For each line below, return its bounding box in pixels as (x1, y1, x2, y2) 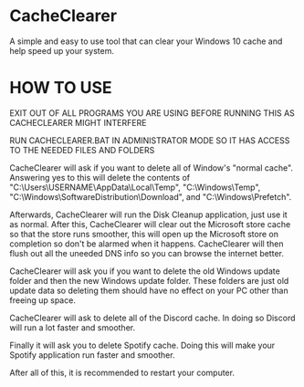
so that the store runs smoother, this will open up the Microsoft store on (9, 228, 278, 239)
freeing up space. (9, 294, 76, 306)
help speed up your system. (9, 45, 114, 56)
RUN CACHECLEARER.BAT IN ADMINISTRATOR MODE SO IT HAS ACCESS (9, 134, 290, 146)
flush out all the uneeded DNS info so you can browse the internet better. (9, 247, 285, 258)
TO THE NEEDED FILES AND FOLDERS (9, 144, 155, 155)
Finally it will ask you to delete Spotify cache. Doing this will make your (9, 340, 276, 350)
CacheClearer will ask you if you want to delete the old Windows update (9, 266, 280, 277)
